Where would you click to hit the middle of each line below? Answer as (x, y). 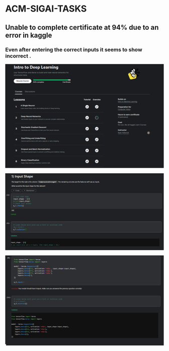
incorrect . (18, 56)
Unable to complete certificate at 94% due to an (82, 27)
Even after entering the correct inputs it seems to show (74, 49)
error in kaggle (29, 35)
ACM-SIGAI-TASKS (46, 9)
